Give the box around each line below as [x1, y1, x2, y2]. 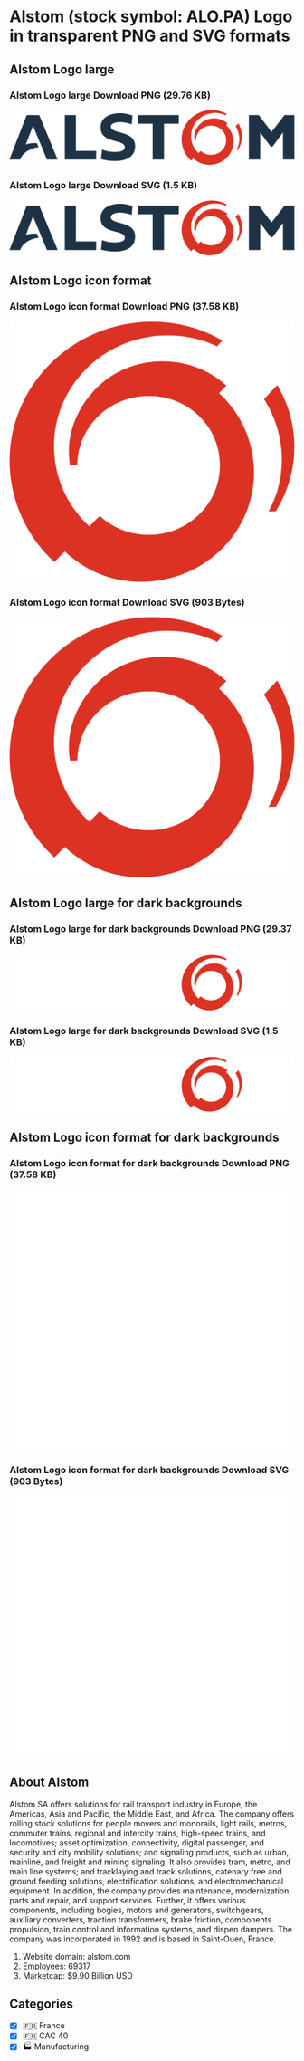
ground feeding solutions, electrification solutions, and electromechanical [9, 1875, 284, 1886]
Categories [9, 1996, 74, 2011]
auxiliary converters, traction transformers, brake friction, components [9, 1913, 272, 1925]
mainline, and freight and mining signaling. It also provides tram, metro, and [9, 1856, 291, 1867]
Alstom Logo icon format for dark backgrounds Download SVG [9, 1464, 290, 1477]
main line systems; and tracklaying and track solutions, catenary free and [9, 1865, 282, 1876]
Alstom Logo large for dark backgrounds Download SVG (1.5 [9, 1024, 279, 1037]
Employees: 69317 [22, 1960, 91, 1971]
